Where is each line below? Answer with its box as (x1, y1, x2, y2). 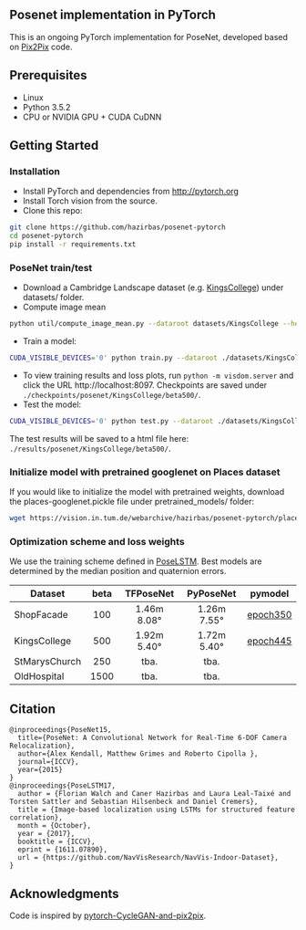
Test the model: (22, 399, 82, 410)
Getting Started (9, 138, 99, 153)
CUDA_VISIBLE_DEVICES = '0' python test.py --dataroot (9, 416, 214, 425)
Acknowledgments (9, 885, 120, 902)
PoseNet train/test (9, 261, 93, 274)
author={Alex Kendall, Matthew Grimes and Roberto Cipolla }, (17, 749, 259, 758)
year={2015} (17, 766, 64, 775)
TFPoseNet (124, 588, 175, 601)
